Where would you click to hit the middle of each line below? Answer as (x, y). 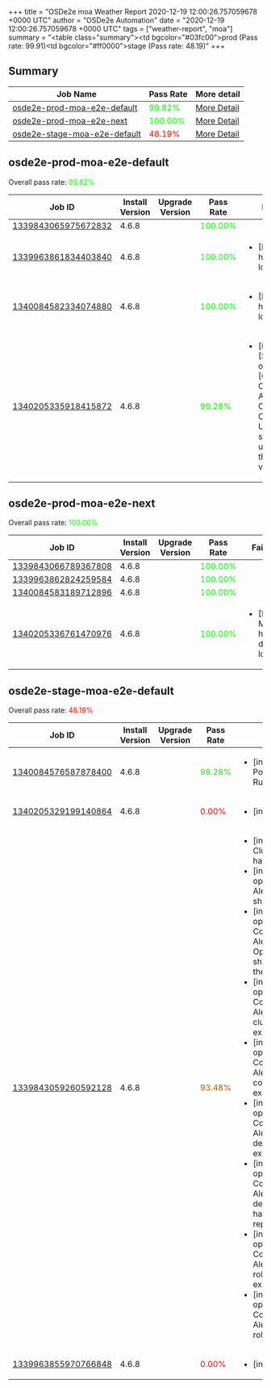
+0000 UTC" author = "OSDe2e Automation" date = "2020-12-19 (117, 20)
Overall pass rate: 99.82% (52, 182)
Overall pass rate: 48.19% (51, 710)
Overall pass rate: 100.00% (53, 523)
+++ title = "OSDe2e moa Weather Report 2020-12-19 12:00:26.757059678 (133, 12)
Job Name (76, 94)
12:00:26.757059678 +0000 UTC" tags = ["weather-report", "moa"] (121, 29)
